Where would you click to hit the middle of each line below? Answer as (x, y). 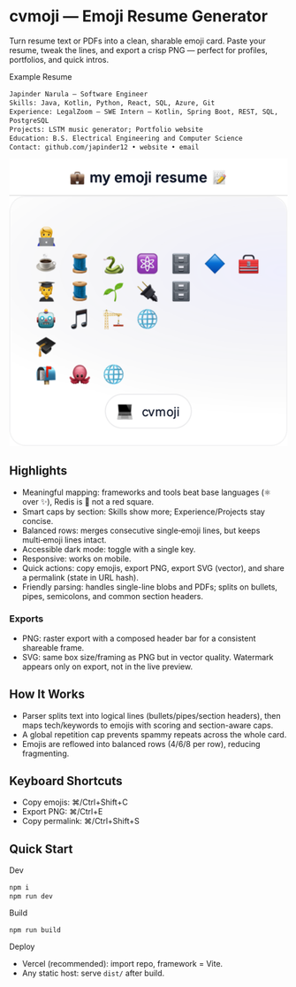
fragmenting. (46, 753)
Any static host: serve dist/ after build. (93, 973)
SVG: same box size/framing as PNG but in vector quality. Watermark (148, 657)
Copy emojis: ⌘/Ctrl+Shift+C (75, 802)
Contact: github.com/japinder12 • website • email (104, 147)
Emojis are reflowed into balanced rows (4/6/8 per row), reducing (141, 744)
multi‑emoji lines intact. (64, 540)
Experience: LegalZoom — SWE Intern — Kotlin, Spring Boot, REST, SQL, (144, 112)
